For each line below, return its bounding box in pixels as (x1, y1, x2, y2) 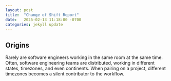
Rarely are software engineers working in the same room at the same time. (5, 54, 163, 60)
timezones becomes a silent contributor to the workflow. (5, 71, 125, 77)
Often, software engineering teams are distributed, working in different (5, 60, 155, 66)
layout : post (5, 7, 33, 13)
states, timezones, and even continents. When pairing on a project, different (5, 65, 166, 72)
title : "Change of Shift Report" (5, 12, 80, 17)
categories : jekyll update (5, 22, 63, 27)
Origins (5, 40, 30, 49)
